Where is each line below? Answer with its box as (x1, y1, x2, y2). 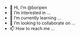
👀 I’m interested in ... (9, 10, 51, 16)
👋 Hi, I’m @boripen (9, 5, 48, 10)
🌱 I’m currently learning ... (9, 15, 62, 20)
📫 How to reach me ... (9, 26, 55, 31)
